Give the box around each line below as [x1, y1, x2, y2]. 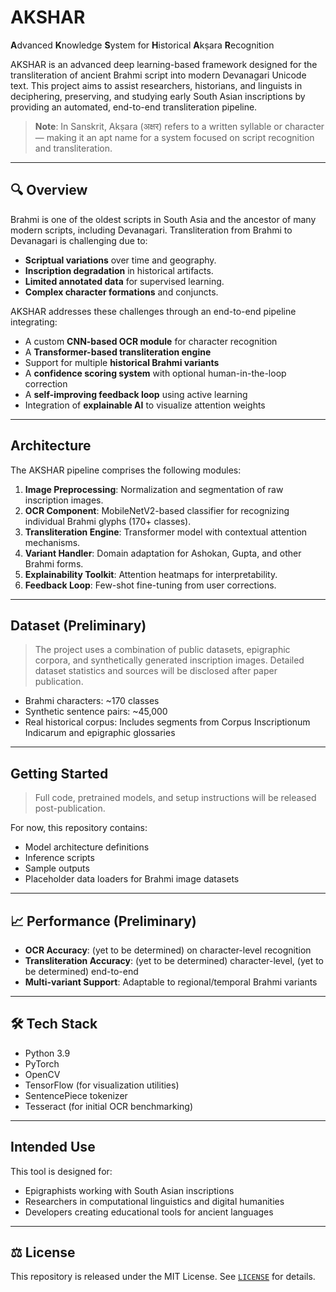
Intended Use [10, 1139, 96, 1156]
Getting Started [10, 765, 109, 782]
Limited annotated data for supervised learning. [24, 275, 225, 287]
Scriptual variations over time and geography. [24, 254, 217, 266]
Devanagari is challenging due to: [10, 234, 148, 246]
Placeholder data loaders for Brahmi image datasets [24, 873, 240, 885]
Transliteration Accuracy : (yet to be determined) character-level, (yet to [24, 955, 324, 966]
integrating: [10, 316, 58, 328]
